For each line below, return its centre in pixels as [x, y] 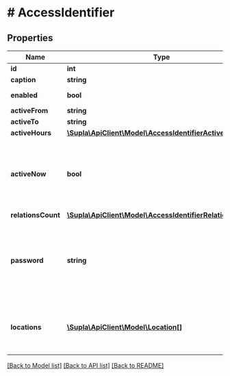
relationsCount [35, 215]
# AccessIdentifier [61, 13]
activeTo [25, 122]
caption [23, 80]
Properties [30, 38]
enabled [24, 95]
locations [26, 327]
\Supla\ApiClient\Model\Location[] [125, 327]
